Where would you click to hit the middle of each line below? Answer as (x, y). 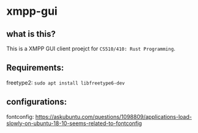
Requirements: (35, 68)
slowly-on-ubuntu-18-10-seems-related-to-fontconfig (74, 123)
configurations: (37, 102)
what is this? (31, 34)
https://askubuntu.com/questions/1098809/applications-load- (113, 116)
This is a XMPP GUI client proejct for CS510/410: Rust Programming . (91, 48)
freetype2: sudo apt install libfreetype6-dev (66, 82)
